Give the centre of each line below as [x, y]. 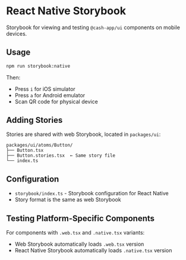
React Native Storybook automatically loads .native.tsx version [93, 251]
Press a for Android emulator [50, 95]
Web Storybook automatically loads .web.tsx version [79, 244]
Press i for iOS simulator [45, 89]
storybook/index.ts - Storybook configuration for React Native [92, 194]
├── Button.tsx [25, 150]
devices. [17, 33]
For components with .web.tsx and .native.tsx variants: [75, 233]
